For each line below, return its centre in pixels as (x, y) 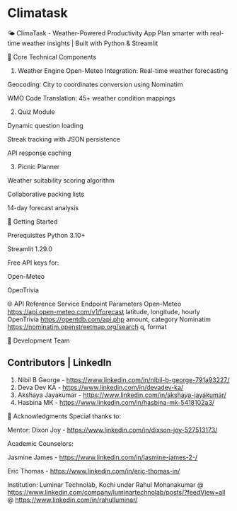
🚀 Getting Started (33, 222)
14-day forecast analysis (43, 207)
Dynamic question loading (45, 125)
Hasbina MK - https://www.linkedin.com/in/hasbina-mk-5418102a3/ (116, 402)
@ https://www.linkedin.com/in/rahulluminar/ (73, 500)
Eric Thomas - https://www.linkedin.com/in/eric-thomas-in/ (94, 471)
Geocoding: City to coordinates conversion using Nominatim (95, 84)
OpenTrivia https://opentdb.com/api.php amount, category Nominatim (109, 319)
